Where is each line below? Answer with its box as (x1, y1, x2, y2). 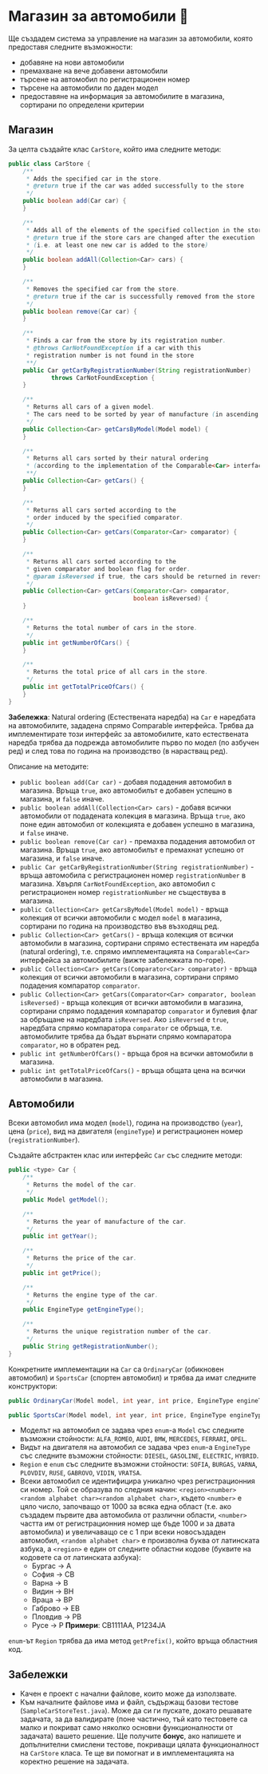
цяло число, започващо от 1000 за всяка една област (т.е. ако (19, 1502, 232, 1511)
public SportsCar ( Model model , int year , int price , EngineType (8, 1411, 227, 1420)
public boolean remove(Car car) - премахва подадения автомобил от (19, 836, 255, 845)
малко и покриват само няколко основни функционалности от (19, 1723, 234, 1732)
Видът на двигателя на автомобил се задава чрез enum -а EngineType (19, 1443, 251, 1452)
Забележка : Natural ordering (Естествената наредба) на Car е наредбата (8, 712, 256, 722)
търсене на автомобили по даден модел (19, 83, 159, 93)
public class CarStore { (8, 160, 91, 168)
